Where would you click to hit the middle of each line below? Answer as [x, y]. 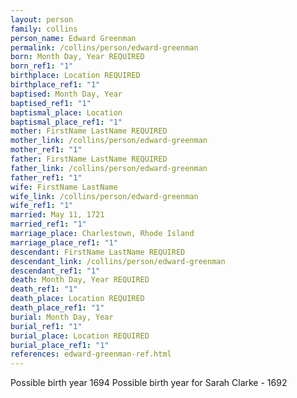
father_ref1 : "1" [46, 177]
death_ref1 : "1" [44, 289]
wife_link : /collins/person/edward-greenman [104, 196]
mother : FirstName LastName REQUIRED [89, 131]
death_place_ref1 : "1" [57, 308]
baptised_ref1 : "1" [51, 103]
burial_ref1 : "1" [46, 326]
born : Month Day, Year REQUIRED [77, 57]
